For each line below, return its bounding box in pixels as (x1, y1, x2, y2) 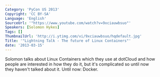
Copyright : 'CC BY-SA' (5, 12, 51, 16)
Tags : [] (5, 29, 23, 34)
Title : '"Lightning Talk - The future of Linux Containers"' (5, 38, 131, 43)
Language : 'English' (5, 16, 47, 21)
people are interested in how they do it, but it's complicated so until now (5, 61, 149, 67)
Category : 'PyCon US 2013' (5, 7, 60, 12)
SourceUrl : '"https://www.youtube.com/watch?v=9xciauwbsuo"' (5, 20, 131, 26)
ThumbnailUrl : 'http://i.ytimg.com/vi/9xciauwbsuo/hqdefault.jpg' (5, 34, 142, 39)
